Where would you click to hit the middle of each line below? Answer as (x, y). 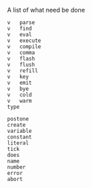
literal (18, 143)
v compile (24, 47)
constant (20, 137)
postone (18, 119)
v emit (20, 83)
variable (20, 131)
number (16, 167)
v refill (23, 71)
